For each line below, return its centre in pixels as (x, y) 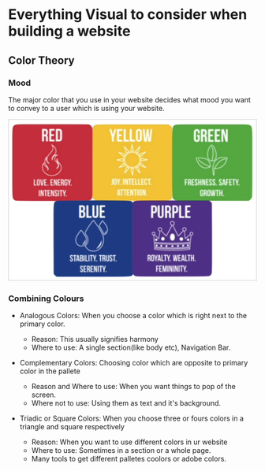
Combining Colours (46, 299)
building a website (69, 31)
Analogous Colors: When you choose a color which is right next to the (133, 316)
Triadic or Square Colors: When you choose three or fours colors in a (132, 418)
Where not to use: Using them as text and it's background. (126, 403)
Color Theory (41, 60)
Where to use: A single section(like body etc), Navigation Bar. (131, 347)
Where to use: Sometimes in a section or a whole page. (121, 451)
